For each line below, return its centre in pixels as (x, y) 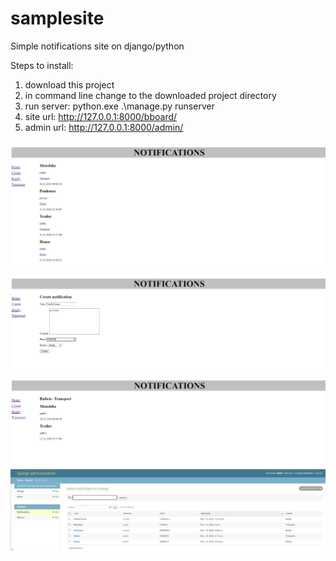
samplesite (57, 18)
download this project (69, 84)
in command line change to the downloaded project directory (150, 95)
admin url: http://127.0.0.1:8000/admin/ (104, 127)
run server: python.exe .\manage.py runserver (119, 106)
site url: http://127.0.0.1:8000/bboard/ (101, 116)
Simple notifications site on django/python (97, 46)
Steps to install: (42, 65)
